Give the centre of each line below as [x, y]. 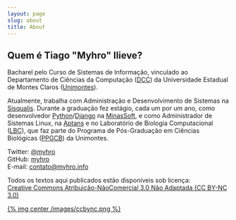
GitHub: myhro [29, 160]
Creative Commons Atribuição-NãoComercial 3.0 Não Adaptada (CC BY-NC [117, 188]
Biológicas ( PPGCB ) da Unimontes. [58, 138]
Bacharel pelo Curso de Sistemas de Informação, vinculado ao [98, 72]
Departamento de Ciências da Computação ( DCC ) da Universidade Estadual [118, 80]
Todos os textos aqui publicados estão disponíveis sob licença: [99, 181]
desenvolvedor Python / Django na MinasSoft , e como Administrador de [110, 116]
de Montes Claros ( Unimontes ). [53, 87]
